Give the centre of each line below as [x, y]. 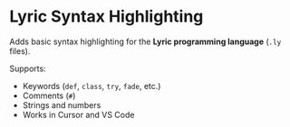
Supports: [28, 68]
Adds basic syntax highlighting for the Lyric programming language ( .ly [145, 41]
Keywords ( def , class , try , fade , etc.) [92, 86]
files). [20, 50]
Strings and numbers [62, 104]
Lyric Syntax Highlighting [106, 17]
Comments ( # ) [49, 95]
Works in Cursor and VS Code [78, 114]
